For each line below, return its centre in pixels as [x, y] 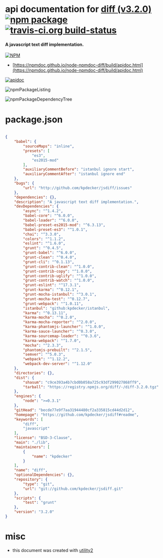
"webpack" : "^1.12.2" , [46, 359]
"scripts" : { [28, 498]
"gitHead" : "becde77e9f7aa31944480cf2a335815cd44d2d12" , [74, 410]
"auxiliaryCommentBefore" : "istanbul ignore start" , [79, 169]
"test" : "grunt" [40, 503]
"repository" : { [31, 480]
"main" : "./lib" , [32, 443]
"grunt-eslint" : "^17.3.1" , [52, 285]
